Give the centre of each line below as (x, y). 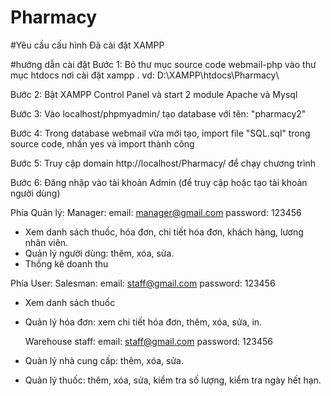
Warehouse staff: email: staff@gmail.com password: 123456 (148, 341)
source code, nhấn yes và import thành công (102, 143)
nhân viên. (46, 242)
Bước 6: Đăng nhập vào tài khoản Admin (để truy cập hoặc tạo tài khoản (159, 182)
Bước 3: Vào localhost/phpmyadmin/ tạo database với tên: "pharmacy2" (158, 113)
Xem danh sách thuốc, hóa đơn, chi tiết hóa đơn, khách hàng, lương (164, 232)
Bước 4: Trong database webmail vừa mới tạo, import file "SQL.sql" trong (160, 133)
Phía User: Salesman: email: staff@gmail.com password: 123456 (143, 283)
